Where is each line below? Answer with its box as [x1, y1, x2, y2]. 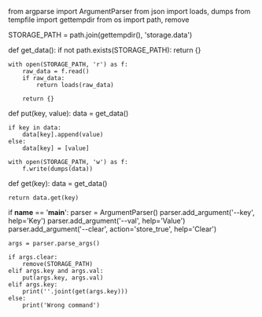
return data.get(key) [8, 194, 79, 202]
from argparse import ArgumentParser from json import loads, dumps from [8, 7, 251, 16]
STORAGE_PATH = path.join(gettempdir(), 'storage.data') [8, 31, 193, 39]
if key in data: [8, 124, 61, 132]
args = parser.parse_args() [8, 239, 101, 247]
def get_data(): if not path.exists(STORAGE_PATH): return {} [8, 46, 201, 54]
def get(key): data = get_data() [8, 179, 108, 188]
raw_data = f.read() [22, 67, 90, 75]
